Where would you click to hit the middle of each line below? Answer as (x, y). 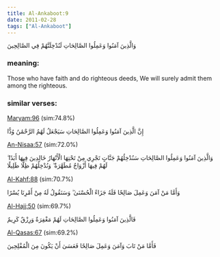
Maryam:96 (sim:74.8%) (41, 118)
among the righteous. (37, 85)
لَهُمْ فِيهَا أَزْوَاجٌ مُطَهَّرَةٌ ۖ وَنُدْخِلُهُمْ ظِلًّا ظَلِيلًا (57, 165)
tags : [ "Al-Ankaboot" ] (39, 26)
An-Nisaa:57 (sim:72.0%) (43, 144)
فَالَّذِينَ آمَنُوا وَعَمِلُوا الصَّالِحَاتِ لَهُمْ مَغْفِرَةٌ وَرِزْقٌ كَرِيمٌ (71, 219)
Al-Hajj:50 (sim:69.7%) (39, 206)
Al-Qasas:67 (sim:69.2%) (43, 232)
